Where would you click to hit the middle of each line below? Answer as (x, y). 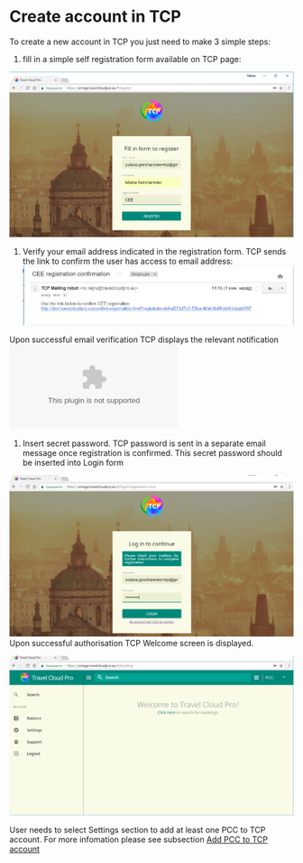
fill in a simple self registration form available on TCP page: (132, 59)
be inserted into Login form (73, 462)
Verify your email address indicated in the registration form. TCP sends (154, 252)
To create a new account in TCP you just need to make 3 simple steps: (140, 42)
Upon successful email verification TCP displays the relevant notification (144, 339)
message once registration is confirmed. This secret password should (152, 452)
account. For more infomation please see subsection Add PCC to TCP (139, 839)
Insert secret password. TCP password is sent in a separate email (144, 443)
